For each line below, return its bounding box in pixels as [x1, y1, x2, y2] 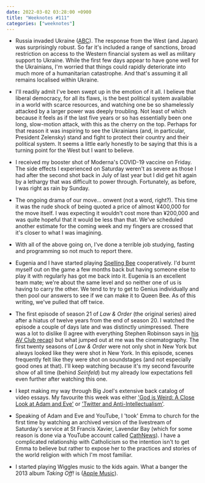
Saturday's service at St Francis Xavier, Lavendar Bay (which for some [15, 425, 193, 433]
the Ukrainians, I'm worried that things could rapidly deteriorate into [15, 63, 187, 70]
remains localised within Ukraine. [15, 76, 99, 83]
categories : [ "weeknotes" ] [6, 20, 75, 26]
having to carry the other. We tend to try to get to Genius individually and [15, 286, 199, 293]
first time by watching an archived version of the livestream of [15, 419, 172, 426]
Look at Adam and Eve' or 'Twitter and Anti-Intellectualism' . [15, 400, 165, 408]
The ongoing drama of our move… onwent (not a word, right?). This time [15, 197, 198, 204]
